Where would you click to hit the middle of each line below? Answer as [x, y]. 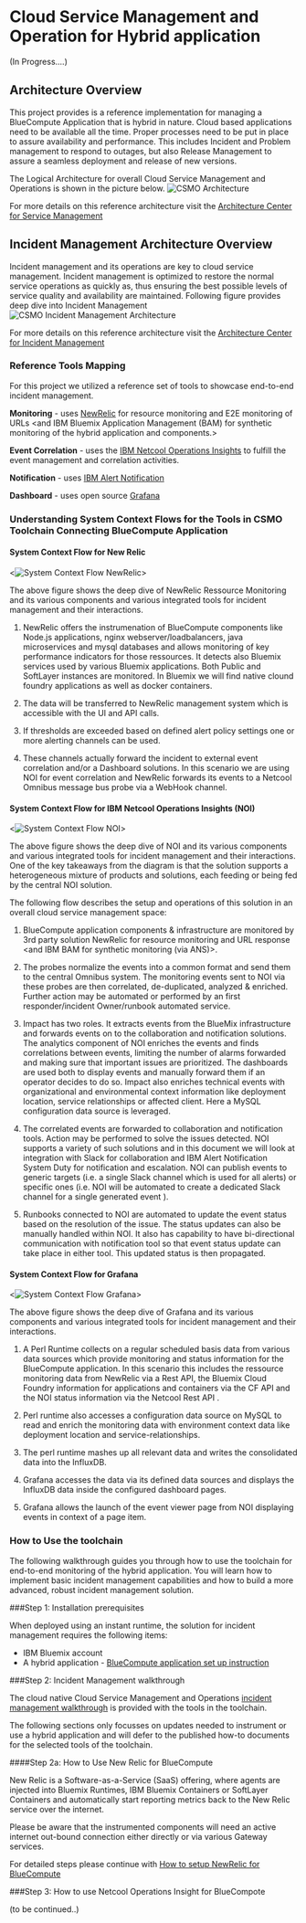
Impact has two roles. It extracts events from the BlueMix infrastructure [157, 1024]
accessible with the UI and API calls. [91, 713]
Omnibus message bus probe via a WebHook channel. [125, 787]
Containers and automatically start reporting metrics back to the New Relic [150, 1799]
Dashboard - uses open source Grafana [85, 495]
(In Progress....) [39, 61]
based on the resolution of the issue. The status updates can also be [152, 1224]
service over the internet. [57, 1809]
